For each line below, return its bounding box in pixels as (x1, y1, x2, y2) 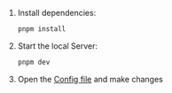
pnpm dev (17, 58, 51, 66)
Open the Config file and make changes (17, 74, 164, 84)
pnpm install (17, 25, 66, 34)
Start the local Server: (17, 40, 98, 51)
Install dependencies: (17, 8, 97, 18)
